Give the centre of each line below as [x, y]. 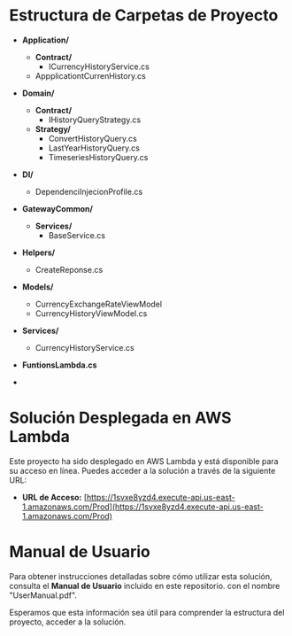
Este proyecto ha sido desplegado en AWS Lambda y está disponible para [144, 461]
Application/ [45, 40]
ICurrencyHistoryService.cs [99, 66]
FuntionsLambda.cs [59, 365]
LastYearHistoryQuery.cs [94, 148]
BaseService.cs [77, 235]
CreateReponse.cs [69, 269]
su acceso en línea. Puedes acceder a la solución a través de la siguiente [142, 470]
